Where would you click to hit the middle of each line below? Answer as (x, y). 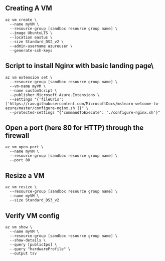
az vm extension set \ (29, 77)
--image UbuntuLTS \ (31, 33)
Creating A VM (29, 8)
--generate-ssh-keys (31, 50)
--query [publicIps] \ (33, 245)
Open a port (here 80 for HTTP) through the (74, 128)
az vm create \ (21, 20)
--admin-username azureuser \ (41, 46)
